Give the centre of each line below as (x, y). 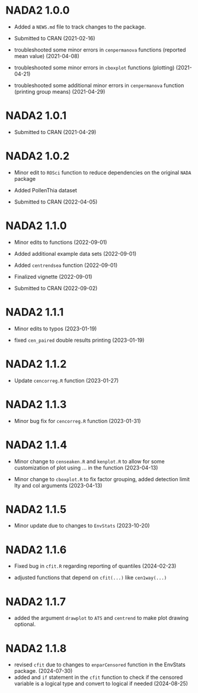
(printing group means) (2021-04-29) (60, 91)
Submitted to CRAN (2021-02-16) (55, 38)
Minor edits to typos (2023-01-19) (55, 328)
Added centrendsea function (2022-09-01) (66, 265)
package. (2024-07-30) (43, 671)
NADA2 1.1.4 (36, 445)
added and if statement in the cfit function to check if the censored (98, 678)
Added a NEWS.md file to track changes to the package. (80, 27)
